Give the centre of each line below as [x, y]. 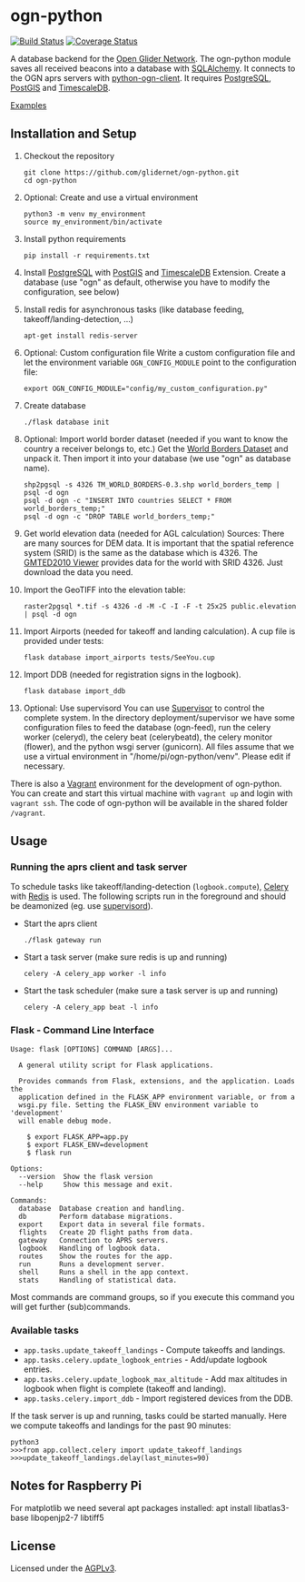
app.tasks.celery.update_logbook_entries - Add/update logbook [145, 1360]
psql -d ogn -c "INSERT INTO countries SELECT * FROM [127, 500]
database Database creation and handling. [102, 1208]
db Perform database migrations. [96, 1216]
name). [37, 468]
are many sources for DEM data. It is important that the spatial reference [158, 543]
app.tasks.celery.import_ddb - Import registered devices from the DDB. [158, 1398]
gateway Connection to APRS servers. [94, 1240]
